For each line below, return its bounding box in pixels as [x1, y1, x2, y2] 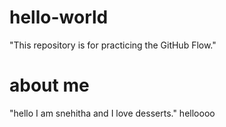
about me [9, 74, 90, 97]
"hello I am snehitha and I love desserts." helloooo [9, 107, 216, 119]
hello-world [9, 6, 109, 29]
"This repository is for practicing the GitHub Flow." [9, 39, 217, 51]
